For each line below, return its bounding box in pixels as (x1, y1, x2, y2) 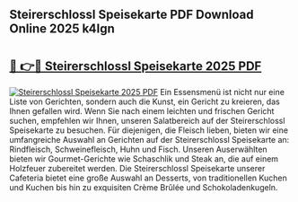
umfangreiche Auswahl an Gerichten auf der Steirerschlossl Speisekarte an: (9, 135, 290, 145)
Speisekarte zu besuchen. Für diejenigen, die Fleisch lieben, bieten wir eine (9, 125, 289, 136)
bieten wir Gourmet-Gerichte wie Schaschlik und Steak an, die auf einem (9, 154, 279, 164)
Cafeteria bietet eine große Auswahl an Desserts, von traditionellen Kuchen (9, 172, 287, 183)
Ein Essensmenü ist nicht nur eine (160, 87, 285, 97)
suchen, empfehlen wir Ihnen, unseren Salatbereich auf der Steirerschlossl (9, 116, 285, 126)
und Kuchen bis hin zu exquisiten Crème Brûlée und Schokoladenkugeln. (9, 182, 278, 192)
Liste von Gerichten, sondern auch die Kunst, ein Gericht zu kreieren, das (9, 96, 280, 107)
